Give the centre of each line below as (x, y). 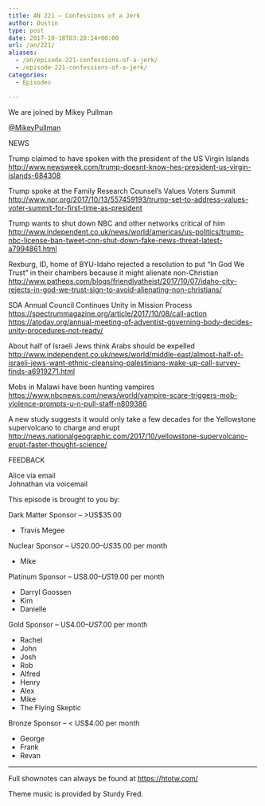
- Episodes (33, 82)
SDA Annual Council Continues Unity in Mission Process (100, 305)
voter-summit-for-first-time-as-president (76, 207)
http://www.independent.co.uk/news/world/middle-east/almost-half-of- (126, 354)
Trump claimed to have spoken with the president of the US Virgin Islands (129, 158)
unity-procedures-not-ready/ (56, 330)
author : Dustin (33, 23)
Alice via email (32, 475)
